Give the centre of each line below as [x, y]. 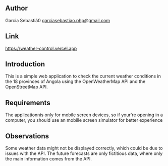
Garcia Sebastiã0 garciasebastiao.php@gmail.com [58, 20]
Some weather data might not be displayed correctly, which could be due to [84, 148]
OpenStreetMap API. [26, 87]
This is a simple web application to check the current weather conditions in [83, 76]
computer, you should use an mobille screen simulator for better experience [84, 120]
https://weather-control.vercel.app [41, 48]
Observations [27, 136]
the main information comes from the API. [49, 159]
